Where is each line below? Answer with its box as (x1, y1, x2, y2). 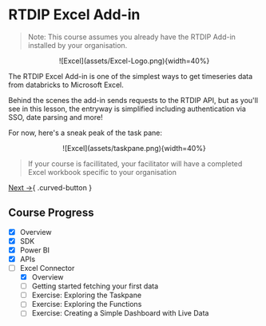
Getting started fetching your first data (31, 281, 159, 291)
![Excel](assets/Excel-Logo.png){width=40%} (58, 56, 210, 66)
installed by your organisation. (27, 40, 128, 50)
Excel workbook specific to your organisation (27, 167, 177, 177)
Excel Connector (19, 264, 75, 272)
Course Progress (8, 206, 94, 220)
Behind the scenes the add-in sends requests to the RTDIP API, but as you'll (8, 95, 258, 105)
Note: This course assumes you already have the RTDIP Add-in (27, 32, 236, 42)
